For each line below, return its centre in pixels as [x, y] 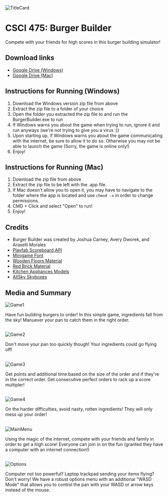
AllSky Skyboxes [30, 277]
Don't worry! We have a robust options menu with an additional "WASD [78, 479]
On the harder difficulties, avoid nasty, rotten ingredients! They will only [79, 409]
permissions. [26, 201]
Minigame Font [28, 256]
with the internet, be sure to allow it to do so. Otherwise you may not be [86, 140]
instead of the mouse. [28, 490]
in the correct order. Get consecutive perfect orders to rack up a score [78, 379]
